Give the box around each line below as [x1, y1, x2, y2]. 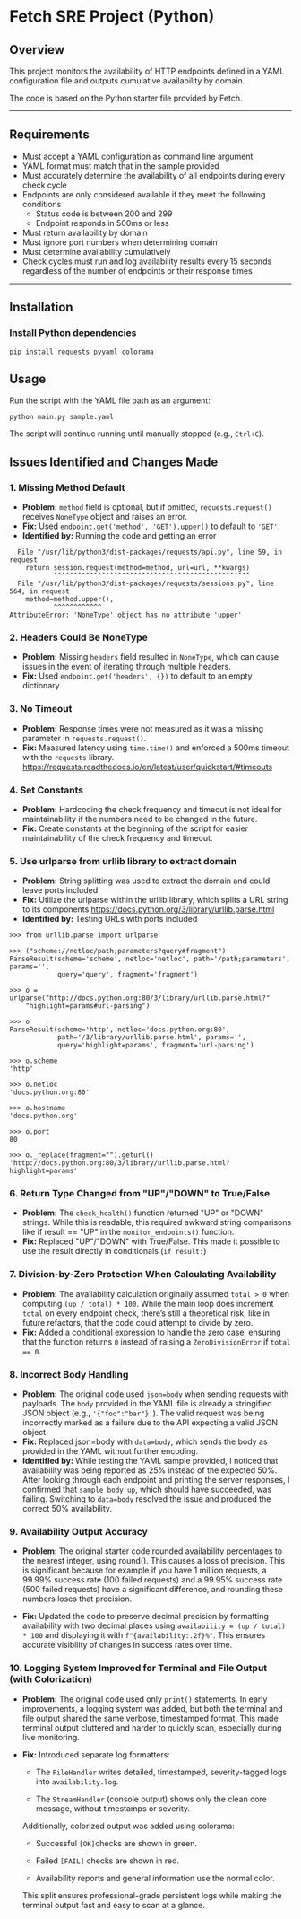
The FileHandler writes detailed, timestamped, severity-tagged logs [35, 1766, 288, 1777]
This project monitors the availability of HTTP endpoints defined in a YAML [9, 66, 285, 76]
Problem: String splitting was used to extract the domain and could [21, 875, 271, 886]
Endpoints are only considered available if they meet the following [21, 188, 266, 199]
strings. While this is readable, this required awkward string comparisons [21, 1217, 292, 1228]
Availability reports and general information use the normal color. [35, 1872, 275, 1883]
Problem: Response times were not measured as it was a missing [21, 723, 264, 733]
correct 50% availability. [21, 1503, 113, 1514]
